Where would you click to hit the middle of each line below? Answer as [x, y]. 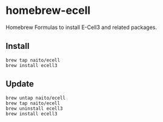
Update [20, 84]
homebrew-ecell [48, 11]
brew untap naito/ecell [36, 98]
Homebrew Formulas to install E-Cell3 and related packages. [81, 27]
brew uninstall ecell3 [34, 108]
